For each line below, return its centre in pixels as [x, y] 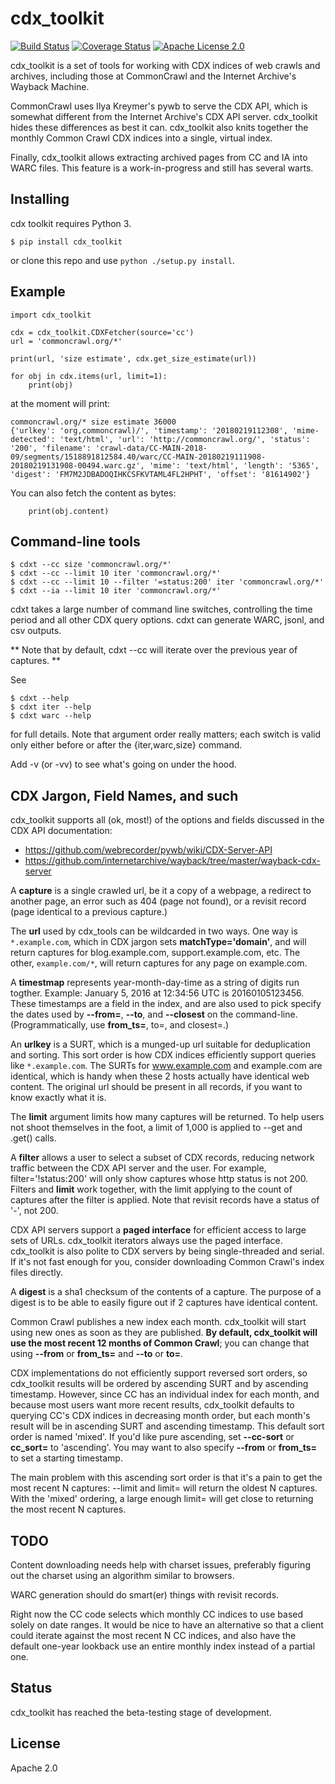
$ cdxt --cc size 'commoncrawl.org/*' [91, 565]
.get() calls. [33, 1138]
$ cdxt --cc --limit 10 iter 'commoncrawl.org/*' [116, 573]
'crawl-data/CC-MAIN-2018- [151, 448]
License [35, 1743]
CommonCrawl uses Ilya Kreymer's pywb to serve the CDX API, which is [159, 106]
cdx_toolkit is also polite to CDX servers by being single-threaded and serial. [167, 1251]
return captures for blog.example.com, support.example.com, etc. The [155, 953]
